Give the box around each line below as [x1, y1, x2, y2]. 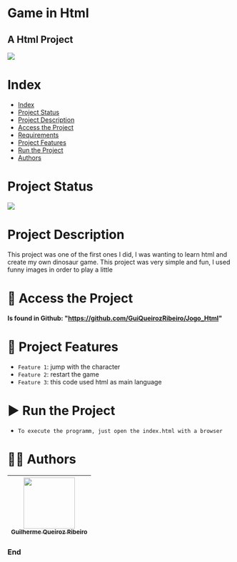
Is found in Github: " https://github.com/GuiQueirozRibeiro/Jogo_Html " [7, 314, 223, 322]
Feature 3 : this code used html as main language [17, 377, 162, 386]
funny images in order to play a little [7, 265, 113, 274]
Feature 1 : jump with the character [17, 362, 121, 371]
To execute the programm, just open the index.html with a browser [17, 427, 223, 434]
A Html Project [7, 34, 74, 46]
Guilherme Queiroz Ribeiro [11, 528, 88, 536]
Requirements [17, 131, 59, 139]
